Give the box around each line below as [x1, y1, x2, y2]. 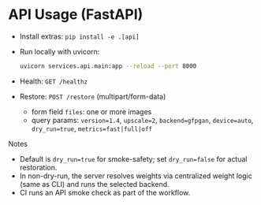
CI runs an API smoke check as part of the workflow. [19, 188, 191, 197]
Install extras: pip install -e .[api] [19, 32, 140, 41]
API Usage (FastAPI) [8, 6, 144, 24]
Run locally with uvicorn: [19, 47, 100, 56]
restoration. [19, 162, 58, 172]
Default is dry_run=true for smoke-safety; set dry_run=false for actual [19, 154, 248, 163]
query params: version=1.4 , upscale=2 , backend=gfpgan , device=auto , [31, 115, 254, 125]
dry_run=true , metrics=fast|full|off [31, 124, 152, 133]
